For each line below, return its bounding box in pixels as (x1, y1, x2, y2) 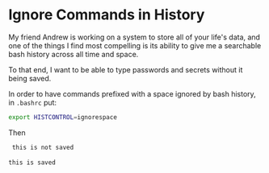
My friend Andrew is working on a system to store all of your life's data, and (8, 32, 261, 42)
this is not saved (11, 143, 74, 151)
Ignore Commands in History (8, 6, 205, 24)
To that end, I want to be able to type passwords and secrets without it (8, 64, 243, 74)
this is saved (8, 159, 57, 167)
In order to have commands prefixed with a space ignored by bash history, (8, 89, 256, 98)
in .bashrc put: (8, 97, 57, 107)
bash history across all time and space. (8, 49, 139, 59)
